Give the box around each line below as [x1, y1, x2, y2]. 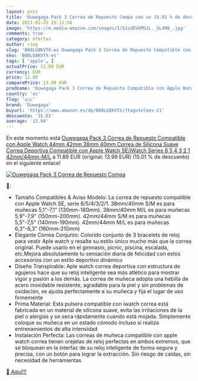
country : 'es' [6, 91, 41, 97]
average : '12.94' [6, 119, 49, 124]
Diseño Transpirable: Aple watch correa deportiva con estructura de [14, 263, 181, 270]
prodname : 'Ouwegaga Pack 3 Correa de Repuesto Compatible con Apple [6, 86, 181, 91]
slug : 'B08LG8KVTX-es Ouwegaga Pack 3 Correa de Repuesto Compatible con [6, 47, 192, 53]
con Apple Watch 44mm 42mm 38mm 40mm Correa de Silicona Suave [6, 141, 179, 148]
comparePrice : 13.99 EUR [6, 80, 67, 86]
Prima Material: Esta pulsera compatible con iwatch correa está [14, 300, 169, 307]
